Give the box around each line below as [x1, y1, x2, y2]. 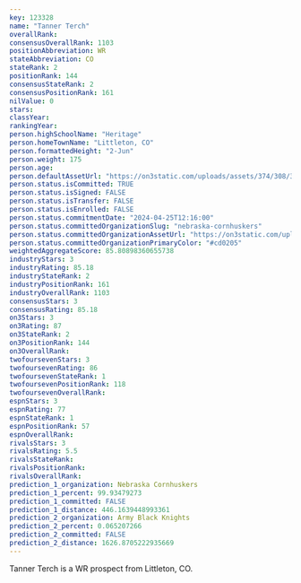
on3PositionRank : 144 [9, 338, 90, 347]
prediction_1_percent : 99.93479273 [9, 488, 142, 498]
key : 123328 [9, 13, 54, 22]
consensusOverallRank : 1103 [9, 38, 115, 48]
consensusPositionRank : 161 [9, 88, 115, 97]
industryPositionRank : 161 [9, 280, 110, 289]
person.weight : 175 [9, 154, 82, 164]
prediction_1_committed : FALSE [9, 497, 126, 506]
